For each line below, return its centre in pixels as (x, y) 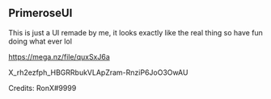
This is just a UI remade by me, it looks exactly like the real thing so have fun (135, 32)
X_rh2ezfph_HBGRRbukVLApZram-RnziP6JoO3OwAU (98, 72)
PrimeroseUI (40, 13)
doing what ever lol (40, 41)
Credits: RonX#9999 (42, 88)
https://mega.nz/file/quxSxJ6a (59, 56)
